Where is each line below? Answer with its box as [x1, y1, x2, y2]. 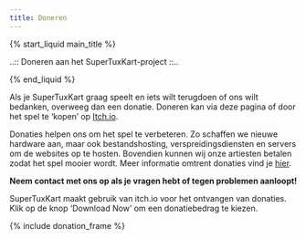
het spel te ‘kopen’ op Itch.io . [9, 110, 119, 121]
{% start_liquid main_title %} [9, 38, 116, 49]
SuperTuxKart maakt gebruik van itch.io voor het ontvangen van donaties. [9, 192, 287, 203]
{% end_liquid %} [9, 74, 76, 85]
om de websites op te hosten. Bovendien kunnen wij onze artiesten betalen [9, 148, 292, 159]
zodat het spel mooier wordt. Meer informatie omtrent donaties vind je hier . [9, 157, 292, 169]
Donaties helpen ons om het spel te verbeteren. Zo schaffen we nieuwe [9, 129, 279, 140]
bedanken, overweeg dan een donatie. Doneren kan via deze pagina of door [9, 101, 296, 112]
